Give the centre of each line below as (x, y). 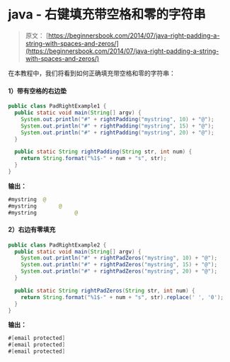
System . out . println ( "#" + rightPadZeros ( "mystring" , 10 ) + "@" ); (119, 258)
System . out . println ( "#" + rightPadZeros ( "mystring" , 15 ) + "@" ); (119, 265)
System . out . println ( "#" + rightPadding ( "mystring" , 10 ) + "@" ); (117, 119)
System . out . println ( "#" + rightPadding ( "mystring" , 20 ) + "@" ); (117, 132)
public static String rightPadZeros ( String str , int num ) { (105, 290)
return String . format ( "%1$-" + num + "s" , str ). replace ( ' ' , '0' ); (122, 297)
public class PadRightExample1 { (57, 106)
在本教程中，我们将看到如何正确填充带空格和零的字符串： (92, 73)
